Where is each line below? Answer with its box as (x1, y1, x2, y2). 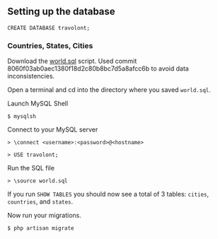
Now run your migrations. (7, 211, 81, 220)
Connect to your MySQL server (7, 125, 98, 134)
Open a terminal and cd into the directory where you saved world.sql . (7, 86, 211, 94)
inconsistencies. (7, 72, 55, 81)
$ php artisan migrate (7, 225, 74, 232)
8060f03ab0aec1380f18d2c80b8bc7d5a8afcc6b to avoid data (7, 64, 189, 73)
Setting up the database (7, 6, 115, 18)
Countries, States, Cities (7, 40, 93, 50)
